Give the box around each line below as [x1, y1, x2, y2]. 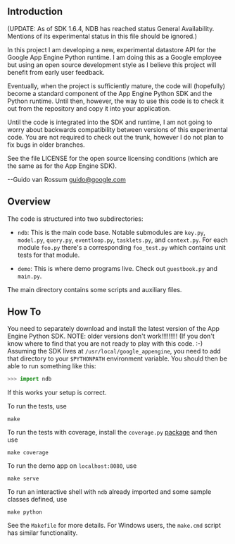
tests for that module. [17, 250, 80, 259]
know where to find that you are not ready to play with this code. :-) [7, 339, 203, 348]
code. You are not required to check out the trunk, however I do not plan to [7, 133, 224, 141]
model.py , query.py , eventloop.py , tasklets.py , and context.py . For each [17, 236, 228, 244]
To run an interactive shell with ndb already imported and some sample [7, 488, 212, 496]
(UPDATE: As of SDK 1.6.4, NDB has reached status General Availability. [7, 24, 215, 32]
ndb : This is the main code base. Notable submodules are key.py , [17, 228, 205, 236]
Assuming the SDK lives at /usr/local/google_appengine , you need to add [7, 347, 222, 356]
